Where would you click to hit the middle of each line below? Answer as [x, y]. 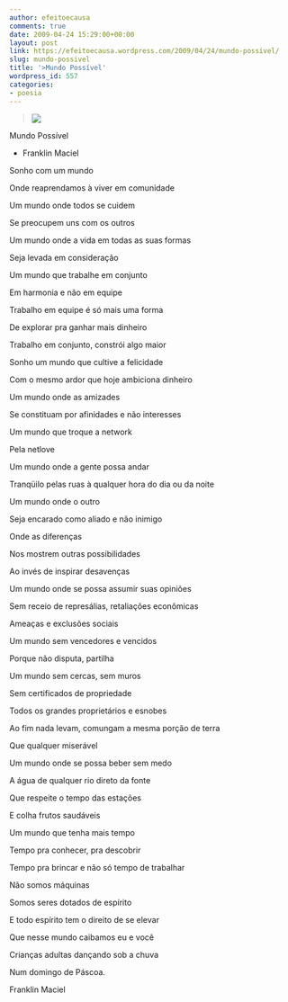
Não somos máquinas [49, 885]
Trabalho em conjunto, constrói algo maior [88, 344]
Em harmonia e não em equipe [66, 292]
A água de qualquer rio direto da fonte [80, 780]
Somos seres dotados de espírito [71, 902]
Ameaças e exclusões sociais [64, 623]
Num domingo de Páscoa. [58, 971]
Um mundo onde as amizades [65, 397]
